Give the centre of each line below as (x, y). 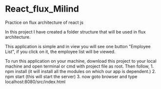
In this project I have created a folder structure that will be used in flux (75, 32)
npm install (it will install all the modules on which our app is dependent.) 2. (80, 71)
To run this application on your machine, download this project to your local (81, 61)
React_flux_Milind (42, 9)
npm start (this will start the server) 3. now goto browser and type (71, 76)
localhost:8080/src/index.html (35, 82)
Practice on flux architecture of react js (44, 22)
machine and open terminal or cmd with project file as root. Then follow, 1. (79, 66)
